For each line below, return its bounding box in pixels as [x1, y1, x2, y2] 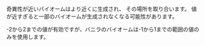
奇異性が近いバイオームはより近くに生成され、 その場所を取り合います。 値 [6, 5, 197, 12]
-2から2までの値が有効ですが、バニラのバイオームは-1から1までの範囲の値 [6, 26, 195, 33]
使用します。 [17, 33, 49, 41]
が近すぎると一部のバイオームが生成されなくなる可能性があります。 [6, 13, 178, 20]
